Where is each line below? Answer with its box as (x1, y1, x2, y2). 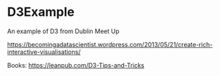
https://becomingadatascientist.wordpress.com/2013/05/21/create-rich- (7, 40, 213, 48)
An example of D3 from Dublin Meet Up (7, 27, 120, 35)
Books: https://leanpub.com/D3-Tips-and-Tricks (7, 61, 145, 69)
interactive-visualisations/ (7, 48, 81, 56)
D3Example (7, 4, 75, 20)
